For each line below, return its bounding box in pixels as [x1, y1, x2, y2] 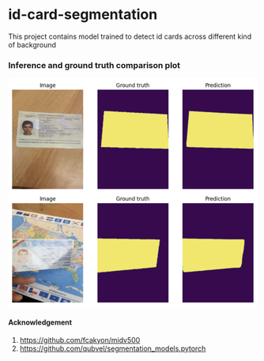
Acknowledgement [8, 318, 73, 327]
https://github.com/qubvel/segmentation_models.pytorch [19, 344, 206, 353]
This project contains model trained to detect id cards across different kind [8, 32, 251, 41]
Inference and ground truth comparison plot [8, 59, 180, 70]
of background [8, 39, 57, 49]
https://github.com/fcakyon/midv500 [19, 335, 141, 344]
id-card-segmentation [8, 6, 158, 24]
